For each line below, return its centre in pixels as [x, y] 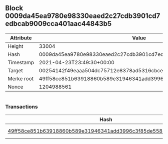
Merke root [21, 78]
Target [15, 70]
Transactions [22, 107]
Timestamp [21, 62]
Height [15, 46]
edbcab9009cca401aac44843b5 [58, 24]
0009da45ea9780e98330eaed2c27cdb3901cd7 [83, 16]
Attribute [21, 38]
